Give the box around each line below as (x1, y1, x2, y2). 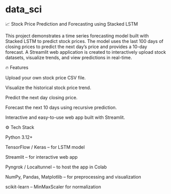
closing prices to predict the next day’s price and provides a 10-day (5, 44, 147, 50)
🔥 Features (5, 64, 29, 70)
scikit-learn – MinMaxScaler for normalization (5, 183, 101, 190)
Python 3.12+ (5, 134, 33, 140)
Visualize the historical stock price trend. (5, 84, 91, 91)
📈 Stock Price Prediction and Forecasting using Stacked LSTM (5, 20, 138, 27)
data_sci (5, 4, 42, 15)
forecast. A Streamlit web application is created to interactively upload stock (5, 49, 166, 55)
